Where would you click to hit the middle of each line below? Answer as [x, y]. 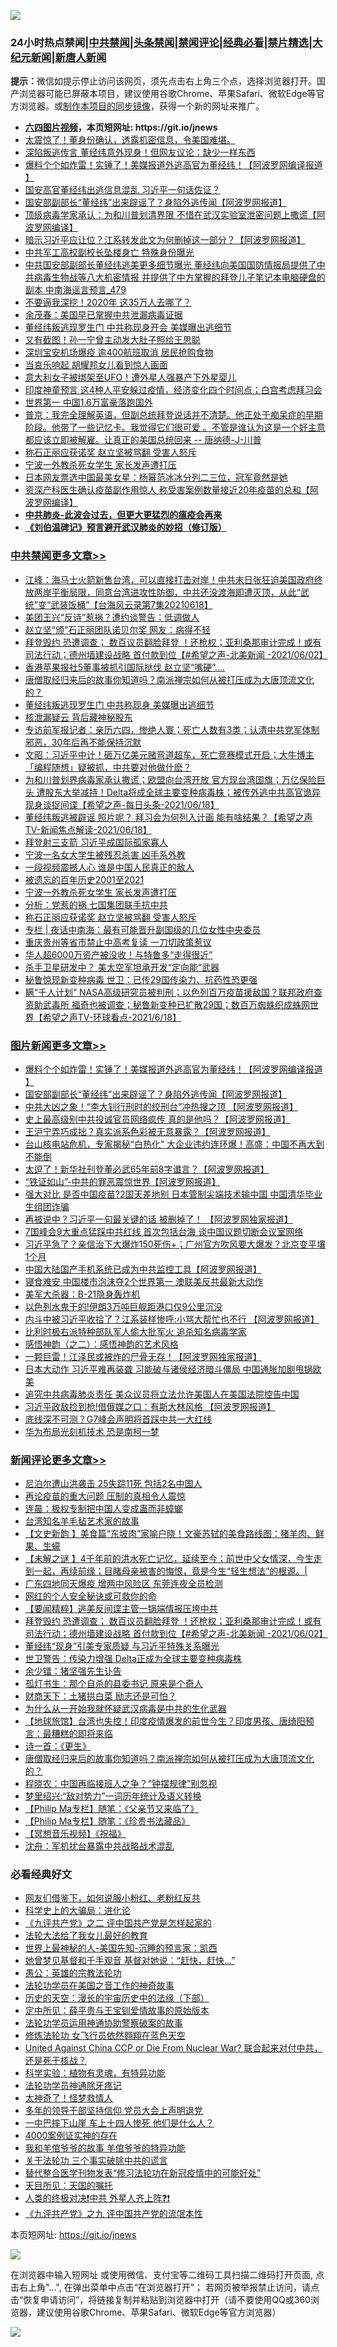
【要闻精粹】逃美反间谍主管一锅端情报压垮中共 [121, 1609]
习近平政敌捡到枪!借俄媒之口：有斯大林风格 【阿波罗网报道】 [150, 1406]
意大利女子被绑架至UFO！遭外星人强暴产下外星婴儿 [130, 377]
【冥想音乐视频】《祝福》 [75, 1834]
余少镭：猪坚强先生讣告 [73, 1671]
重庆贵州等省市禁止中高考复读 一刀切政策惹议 [118, 942]
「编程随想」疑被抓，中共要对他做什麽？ [108, 767]
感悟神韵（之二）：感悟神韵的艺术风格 [101, 1344]
